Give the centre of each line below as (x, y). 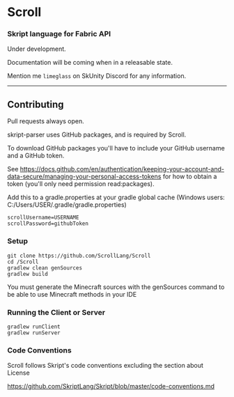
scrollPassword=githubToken (48, 224)
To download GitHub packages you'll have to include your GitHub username (116, 148)
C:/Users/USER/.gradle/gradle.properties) (67, 205)
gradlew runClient (34, 327)
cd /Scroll (23, 262)
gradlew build (28, 274)
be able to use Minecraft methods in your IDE (72, 294)
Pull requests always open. (46, 121)
